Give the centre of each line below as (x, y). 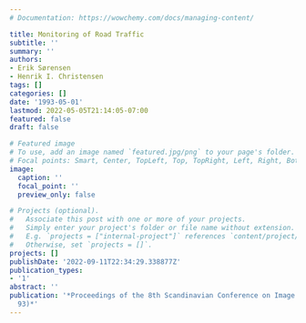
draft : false (34, 127)
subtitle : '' (34, 43)
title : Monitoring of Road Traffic (77, 34)
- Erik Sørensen (40, 68)
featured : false (40, 119)
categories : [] (38, 93)
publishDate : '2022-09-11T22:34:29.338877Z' (95, 262)
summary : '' (32, 51)
